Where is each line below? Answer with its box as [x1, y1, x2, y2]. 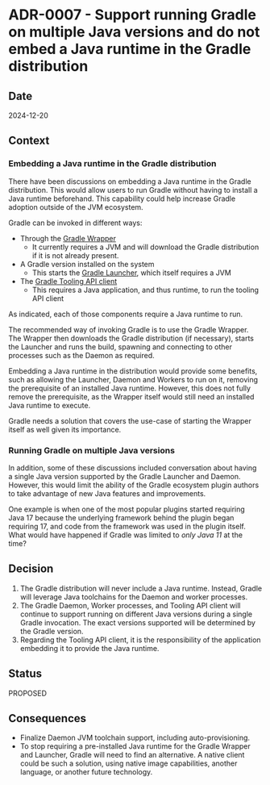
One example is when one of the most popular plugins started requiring [8, 504, 246, 514]
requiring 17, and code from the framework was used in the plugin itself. [8, 521, 246, 531]
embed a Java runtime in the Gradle [8, 40, 251, 58]
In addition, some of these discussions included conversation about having [8, 462, 257, 473]
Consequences [8, 712, 87, 725]
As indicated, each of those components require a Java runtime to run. [8, 309, 243, 319]
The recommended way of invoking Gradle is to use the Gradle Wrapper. [8, 324, 249, 334]
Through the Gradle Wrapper [19, 233, 117, 243]
